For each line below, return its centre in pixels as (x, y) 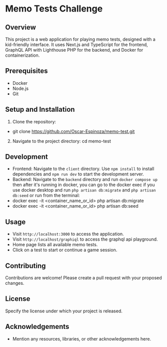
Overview (21, 27)
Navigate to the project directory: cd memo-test (61, 141)
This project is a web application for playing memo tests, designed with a (80, 39)
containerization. (22, 55)
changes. (15, 283)
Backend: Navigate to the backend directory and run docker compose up (85, 180)
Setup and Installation (40, 110)
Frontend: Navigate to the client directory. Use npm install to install (83, 169)
